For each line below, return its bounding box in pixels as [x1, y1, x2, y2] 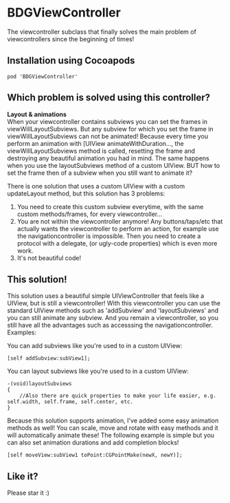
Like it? [7, 470, 38, 482]
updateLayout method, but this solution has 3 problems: [7, 189, 165, 197]
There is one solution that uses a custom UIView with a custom [7, 182, 185, 190]
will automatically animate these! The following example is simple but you [7, 431, 215, 440]
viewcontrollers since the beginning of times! [7, 34, 135, 43]
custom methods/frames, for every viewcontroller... [16, 210, 163, 218]
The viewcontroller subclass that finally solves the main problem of [7, 28, 197, 36]
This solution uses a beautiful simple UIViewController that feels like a [7, 292, 205, 300]
